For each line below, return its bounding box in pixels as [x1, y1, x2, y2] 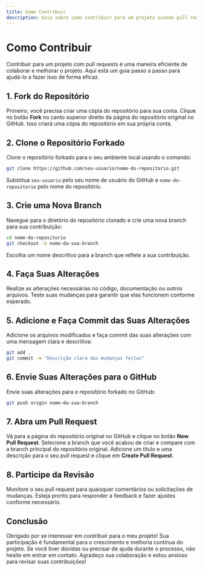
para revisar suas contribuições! [6, 558, 86, 565]
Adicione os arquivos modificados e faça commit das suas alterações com [6, 332, 192, 339]
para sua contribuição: [6, 222, 62, 230]
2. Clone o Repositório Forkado [6, 138, 125, 148]
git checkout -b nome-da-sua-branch [6, 240, 98, 246]
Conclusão [6, 516, 48, 526]
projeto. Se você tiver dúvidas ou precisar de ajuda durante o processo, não [6, 545, 196, 552]
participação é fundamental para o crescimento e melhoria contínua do [6, 539, 183, 546]
